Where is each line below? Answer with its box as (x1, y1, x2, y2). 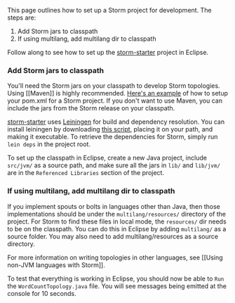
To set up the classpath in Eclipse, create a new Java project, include (7, 154, 207, 162)
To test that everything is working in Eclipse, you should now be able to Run (7, 274, 224, 283)
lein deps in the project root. (7, 140, 91, 148)
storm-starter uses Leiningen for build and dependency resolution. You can (7, 117, 225, 126)
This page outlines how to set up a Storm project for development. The (7, 6, 212, 14)
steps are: (7, 13, 36, 22)
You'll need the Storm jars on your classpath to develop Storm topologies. (7, 82, 220, 90)
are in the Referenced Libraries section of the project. (7, 169, 165, 177)
